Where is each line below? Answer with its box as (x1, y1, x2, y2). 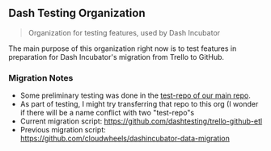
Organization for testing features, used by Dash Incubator (28, 27, 221, 37)
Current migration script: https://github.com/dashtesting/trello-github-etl (19, 116, 263, 126)
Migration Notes (8, 72, 74, 83)
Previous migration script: (19, 125, 107, 135)
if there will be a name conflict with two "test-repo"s (19, 108, 195, 118)
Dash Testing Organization (8, 6, 146, 20)
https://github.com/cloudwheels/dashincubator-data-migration (19, 133, 231, 144)
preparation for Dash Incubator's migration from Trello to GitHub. (8, 52, 225, 61)
